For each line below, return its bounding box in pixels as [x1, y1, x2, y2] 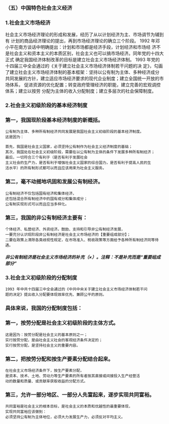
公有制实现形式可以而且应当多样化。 [5, 201, 69, 206]
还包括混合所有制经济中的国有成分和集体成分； [5, 196, 88, 201]
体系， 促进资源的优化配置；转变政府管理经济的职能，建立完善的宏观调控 [9, 82, 161, 88]
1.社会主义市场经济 [5, 19, 51, 26]
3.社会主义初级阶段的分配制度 [5, 274, 77, 281]
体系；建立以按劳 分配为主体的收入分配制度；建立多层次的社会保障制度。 [5, 88, 156, 94]
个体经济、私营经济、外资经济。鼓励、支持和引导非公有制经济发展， [5, 227, 125, 232]
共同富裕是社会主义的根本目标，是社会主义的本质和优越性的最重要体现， [5, 404, 133, 409]
